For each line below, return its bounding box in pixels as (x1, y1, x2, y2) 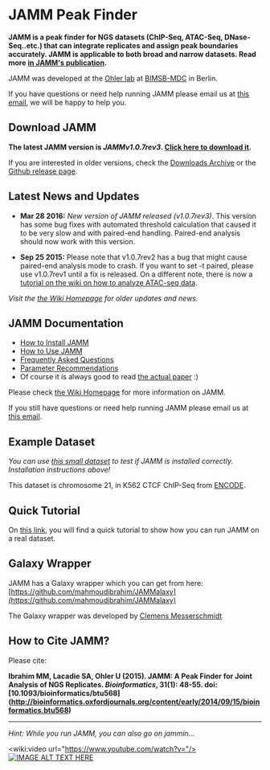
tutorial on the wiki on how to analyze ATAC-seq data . (19, 277, 198, 287)
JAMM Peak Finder (8, 6, 138, 24)
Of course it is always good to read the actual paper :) (19, 372, 199, 382)
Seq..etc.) (8, 40, 43, 50)
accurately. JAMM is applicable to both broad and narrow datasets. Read (8, 49, 257, 59)
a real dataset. (8, 534, 56, 543)
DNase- (224, 32, 251, 42)
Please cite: (8, 655, 47, 665)
